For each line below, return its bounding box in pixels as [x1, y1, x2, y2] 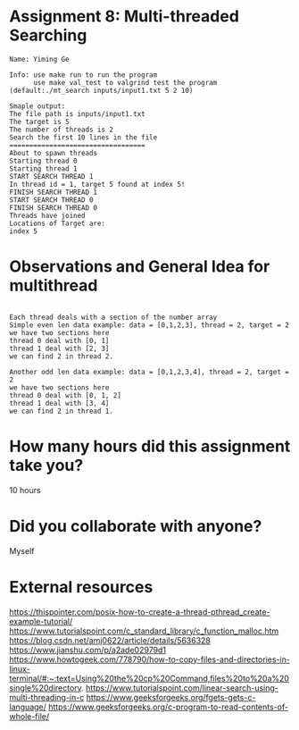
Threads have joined [9, 211, 87, 220]
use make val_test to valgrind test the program [32, 78, 218, 87]
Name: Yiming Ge [9, 55, 70, 63]
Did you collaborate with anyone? [9, 516, 262, 536]
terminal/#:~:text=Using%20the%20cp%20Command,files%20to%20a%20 [9, 673, 290, 684]
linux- [9, 663, 31, 674]
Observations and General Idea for [9, 256, 270, 277]
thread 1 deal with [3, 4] [9, 399, 110, 407]
